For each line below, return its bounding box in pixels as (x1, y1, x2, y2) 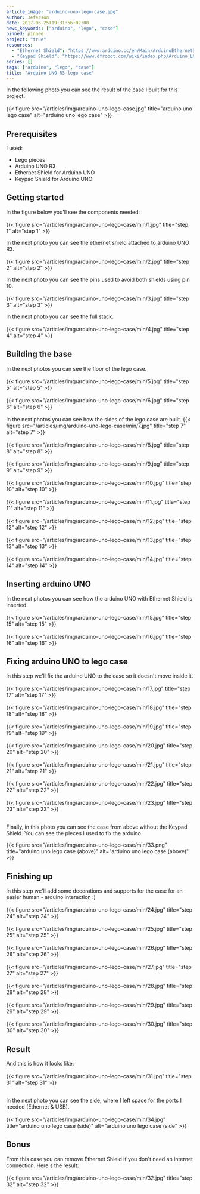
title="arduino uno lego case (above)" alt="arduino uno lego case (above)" (6, 848, 189, 855)
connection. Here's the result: (6, 1162, 79, 1169)
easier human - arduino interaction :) (6, 894, 96, 901)
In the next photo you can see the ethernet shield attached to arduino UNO (6, 239, 189, 246)
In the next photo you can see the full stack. (6, 313, 114, 320)
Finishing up (6, 871, 53, 881)
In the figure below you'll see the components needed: (6, 208, 140, 216)
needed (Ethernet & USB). (6, 1103, 70, 1110)
